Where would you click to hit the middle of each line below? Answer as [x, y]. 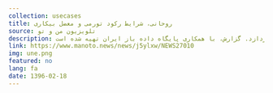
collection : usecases [45, 16]
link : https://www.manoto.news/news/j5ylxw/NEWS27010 [102, 46]
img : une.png [30, 53]
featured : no [30, 61]
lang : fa [23, 69]
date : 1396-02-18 [38, 76]
